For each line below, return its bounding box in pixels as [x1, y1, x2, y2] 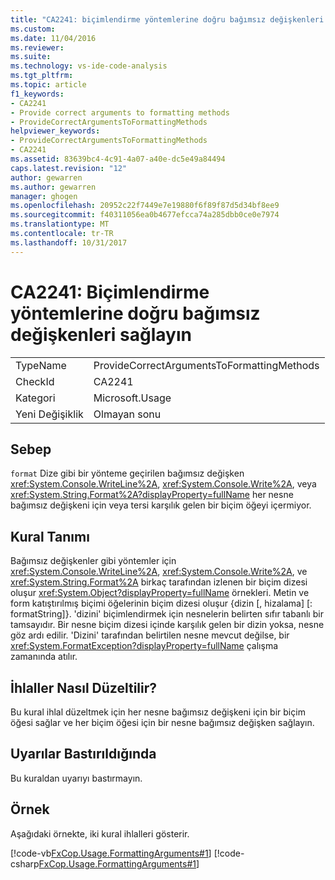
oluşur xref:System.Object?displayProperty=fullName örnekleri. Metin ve [10, 587, 310, 599]
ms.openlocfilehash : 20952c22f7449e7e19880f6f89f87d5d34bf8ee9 [10, 201, 280, 211]
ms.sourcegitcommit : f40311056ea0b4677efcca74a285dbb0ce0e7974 [10, 210, 280, 220]
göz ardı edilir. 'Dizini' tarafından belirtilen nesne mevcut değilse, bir [10, 629, 290, 641]
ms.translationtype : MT [10, 219, 110, 230]
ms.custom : [10, 24, 56, 34]
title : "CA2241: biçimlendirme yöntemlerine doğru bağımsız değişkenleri [10, 14, 325, 25]
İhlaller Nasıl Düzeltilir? [10, 679, 158, 696]
